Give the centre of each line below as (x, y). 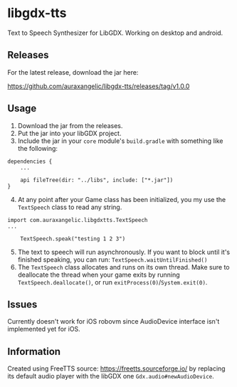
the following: (38, 148)
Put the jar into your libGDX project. (69, 133)
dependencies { (30, 161)
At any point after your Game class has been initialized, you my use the (122, 199)
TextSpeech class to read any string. (70, 207)
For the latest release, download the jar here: (73, 72)
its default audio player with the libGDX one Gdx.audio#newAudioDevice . (111, 376)
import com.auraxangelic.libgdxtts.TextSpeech (78, 220)
